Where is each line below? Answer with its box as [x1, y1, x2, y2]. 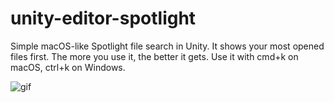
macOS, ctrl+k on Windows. [10, 61, 126, 73]
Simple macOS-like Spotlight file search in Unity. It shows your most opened [10, 40, 325, 52]
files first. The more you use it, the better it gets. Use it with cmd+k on [10, 50, 299, 62]
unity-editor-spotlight [10, 7, 197, 30]
